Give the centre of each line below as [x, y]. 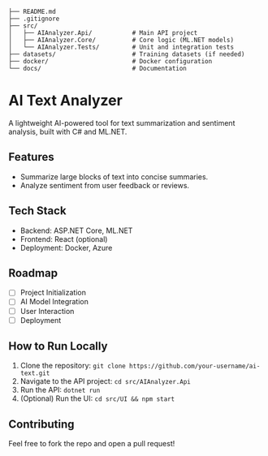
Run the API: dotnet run [60, 390]
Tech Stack [37, 211]
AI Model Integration [54, 302]
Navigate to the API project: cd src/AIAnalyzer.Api [105, 381]
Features [31, 157]
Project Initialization [53, 293]
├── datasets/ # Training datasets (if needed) [127, 54]
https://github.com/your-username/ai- [195, 366]
